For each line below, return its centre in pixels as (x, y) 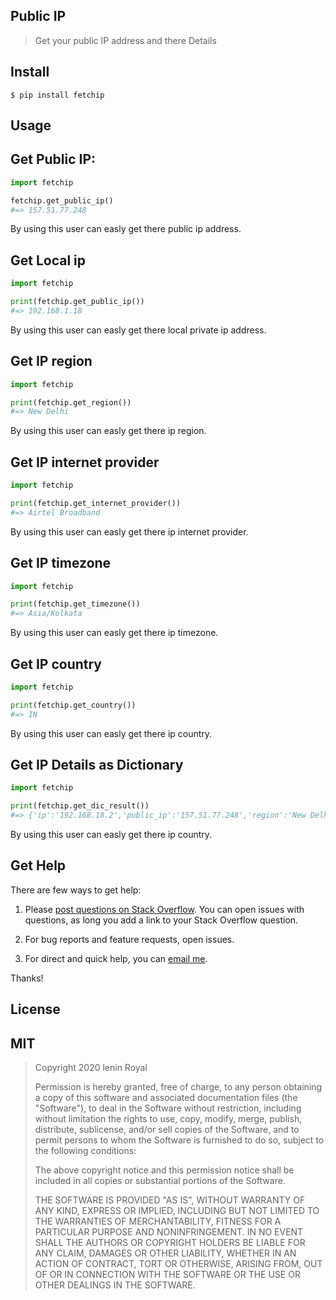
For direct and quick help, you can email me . (116, 958)
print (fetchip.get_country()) (73, 705)
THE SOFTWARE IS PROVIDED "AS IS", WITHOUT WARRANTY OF (170, 1200)
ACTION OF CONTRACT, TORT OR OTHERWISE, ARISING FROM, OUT (178, 1264)
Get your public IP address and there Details (125, 40)
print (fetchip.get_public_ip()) (77, 302)
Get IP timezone (61, 563)
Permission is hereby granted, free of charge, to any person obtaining (178, 1087)
